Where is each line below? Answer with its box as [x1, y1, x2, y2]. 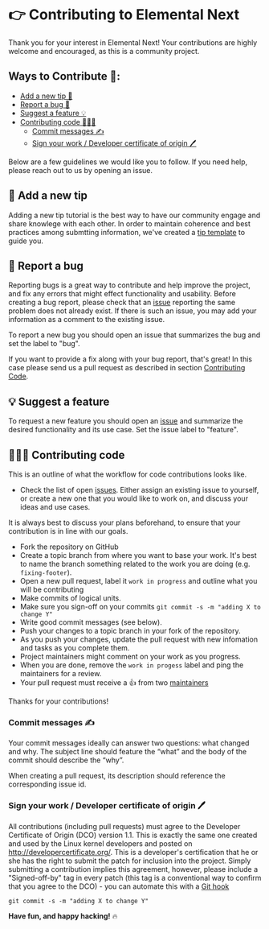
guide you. [8, 236, 44, 246]
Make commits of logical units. [19, 593, 122, 603]
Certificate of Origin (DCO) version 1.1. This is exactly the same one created [8, 830, 258, 840]
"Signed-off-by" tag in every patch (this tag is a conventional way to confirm [8, 873, 262, 882]
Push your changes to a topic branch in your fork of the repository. [19, 626, 241, 635]
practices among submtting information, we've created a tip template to [8, 227, 246, 237]
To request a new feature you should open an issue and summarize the [8, 416, 243, 426]
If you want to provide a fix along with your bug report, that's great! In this [8, 354, 253, 364]
